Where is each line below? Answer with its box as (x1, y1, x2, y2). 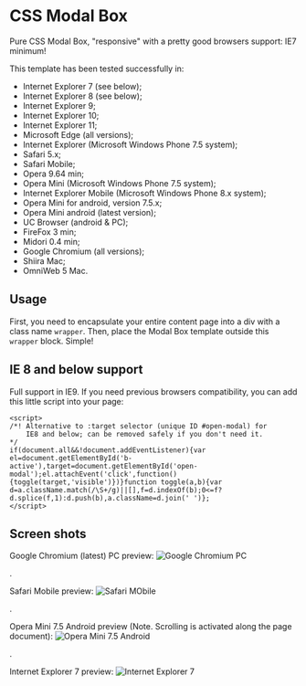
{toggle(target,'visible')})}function (9, 477, 157, 487)
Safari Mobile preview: (9, 586, 94, 596)
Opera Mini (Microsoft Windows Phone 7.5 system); (22, 177, 216, 188)
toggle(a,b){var (160, 477, 223, 487)
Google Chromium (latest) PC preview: (9, 550, 154, 562)
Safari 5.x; (22, 148, 62, 160)
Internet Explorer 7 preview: (9, 666, 114, 677)
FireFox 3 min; (22, 226, 77, 237)
